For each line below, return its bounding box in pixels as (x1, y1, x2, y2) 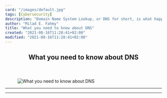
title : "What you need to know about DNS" (5, 26, 94, 31)
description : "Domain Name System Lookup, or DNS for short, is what (5, 16, 153, 21)
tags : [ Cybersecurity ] (5, 12, 52, 17)
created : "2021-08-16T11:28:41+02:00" (5, 30, 85, 35)
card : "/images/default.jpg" (5, 7, 66, 12)
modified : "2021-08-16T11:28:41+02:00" (5, 35, 88, 40)
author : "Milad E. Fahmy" (5, 21, 59, 26)
